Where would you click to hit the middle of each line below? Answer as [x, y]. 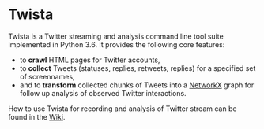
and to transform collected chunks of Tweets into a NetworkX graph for [137, 85]
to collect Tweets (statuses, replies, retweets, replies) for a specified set [138, 68]
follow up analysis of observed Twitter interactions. [103, 93]
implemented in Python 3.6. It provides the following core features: [117, 44]
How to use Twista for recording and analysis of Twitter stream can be [123, 109]
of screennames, [47, 76]
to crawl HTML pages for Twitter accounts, [90, 60]
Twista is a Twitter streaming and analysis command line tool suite [116, 36]
